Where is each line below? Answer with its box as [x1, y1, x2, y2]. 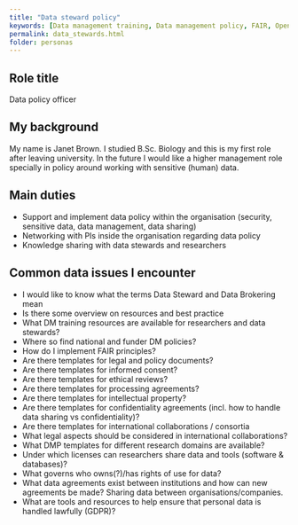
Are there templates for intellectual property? [21, 392, 187, 404]
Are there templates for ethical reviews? [21, 373, 169, 384]
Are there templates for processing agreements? [21, 383, 200, 394]
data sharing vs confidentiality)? [21, 411, 140, 422]
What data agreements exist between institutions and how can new [21, 477, 268, 488]
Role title [9, 70, 59, 85]
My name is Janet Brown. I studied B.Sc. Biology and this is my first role [9, 143, 271, 153]
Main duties [9, 188, 76, 203]
